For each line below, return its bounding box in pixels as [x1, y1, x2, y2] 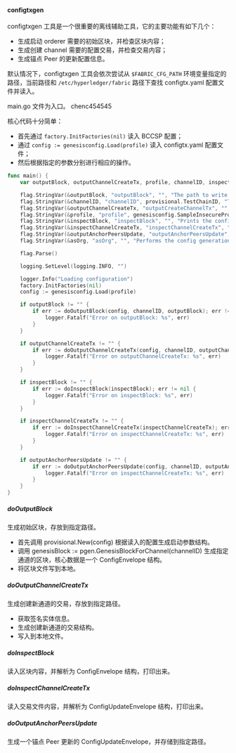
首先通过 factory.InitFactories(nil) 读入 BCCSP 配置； [17, 132, 183, 141]
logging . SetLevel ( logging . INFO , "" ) [20, 262, 128, 270]
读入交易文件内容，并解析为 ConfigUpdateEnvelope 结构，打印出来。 [7, 702, 207, 710]
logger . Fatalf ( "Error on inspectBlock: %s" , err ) [44, 392, 193, 399]
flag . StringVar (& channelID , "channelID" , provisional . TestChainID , [20, 198, 221, 205]
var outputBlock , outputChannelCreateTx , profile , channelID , [20, 179, 206, 186]
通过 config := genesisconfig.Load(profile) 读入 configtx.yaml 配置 [17, 141, 218, 149]
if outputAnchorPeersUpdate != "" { [20, 456, 128, 463]
